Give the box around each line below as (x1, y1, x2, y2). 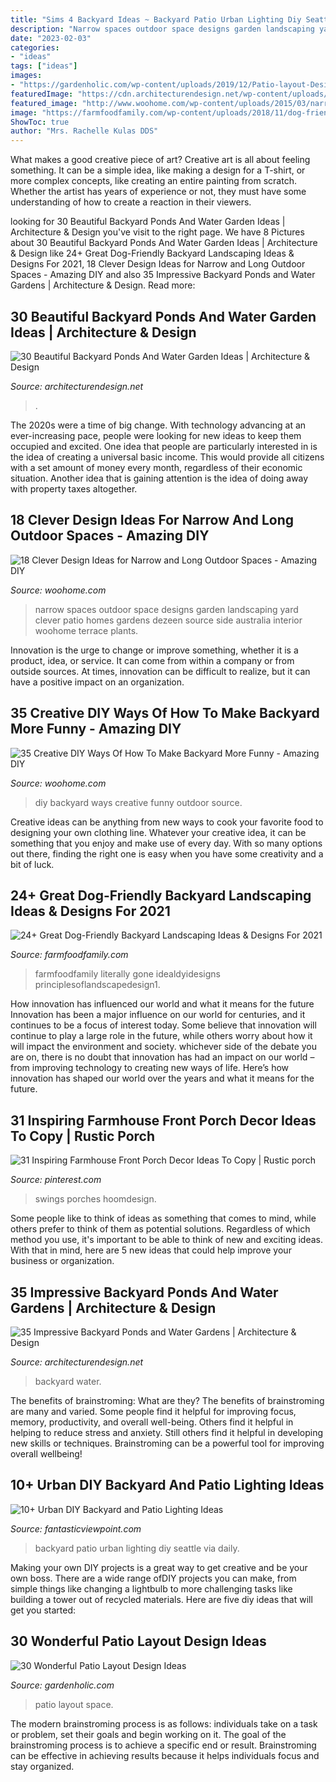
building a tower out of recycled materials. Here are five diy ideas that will (10, 1593, 313, 1605)
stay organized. (10, 1760, 75, 1772)
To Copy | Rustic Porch (10, 1127, 156, 1145)
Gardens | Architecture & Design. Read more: (10, 279, 196, 291)
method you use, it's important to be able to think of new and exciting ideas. (10, 1234, 323, 1246)
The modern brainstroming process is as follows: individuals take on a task (10, 1717, 318, 1730)
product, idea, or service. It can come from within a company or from (10, 654, 295, 666)
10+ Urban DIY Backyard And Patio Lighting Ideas (10, 1477, 325, 1494)
